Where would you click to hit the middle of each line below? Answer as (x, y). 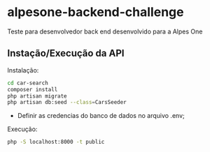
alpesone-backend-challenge (96, 12)
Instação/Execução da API (66, 53)
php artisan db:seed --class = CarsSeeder (67, 102)
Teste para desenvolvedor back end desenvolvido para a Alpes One (105, 31)
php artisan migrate (37, 96)
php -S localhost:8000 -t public (56, 142)
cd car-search (28, 83)
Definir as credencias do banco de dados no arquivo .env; (101, 116)
